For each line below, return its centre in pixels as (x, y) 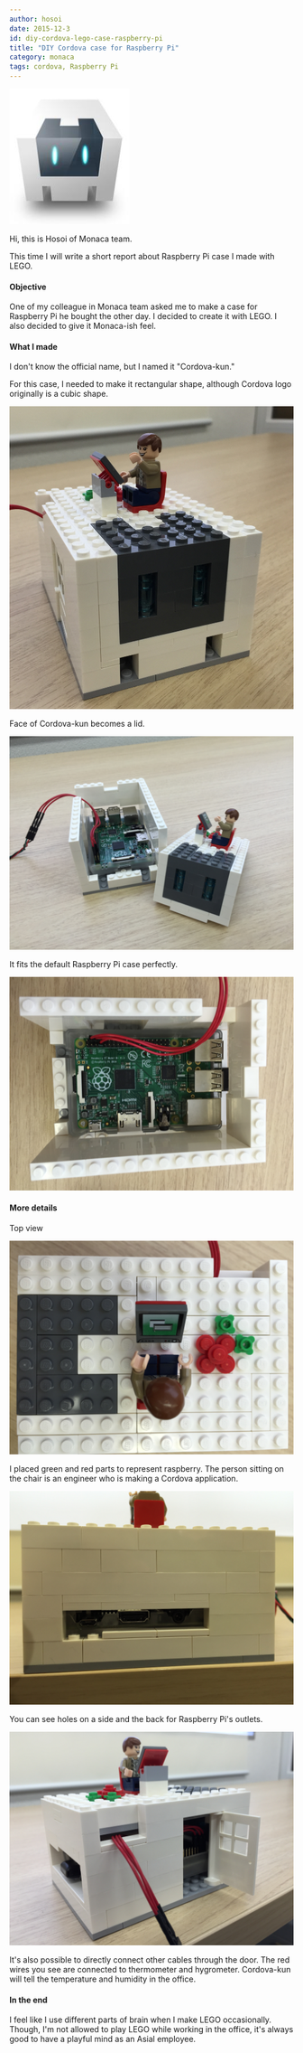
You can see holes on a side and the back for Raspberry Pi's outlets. (136, 1719)
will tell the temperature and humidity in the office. (103, 1979)
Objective (28, 287)
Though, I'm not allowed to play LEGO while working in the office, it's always (151, 2029)
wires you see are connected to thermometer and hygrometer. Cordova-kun (150, 1969)
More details (33, 1208)
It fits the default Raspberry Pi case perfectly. (94, 964)
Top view (26, 1228)
